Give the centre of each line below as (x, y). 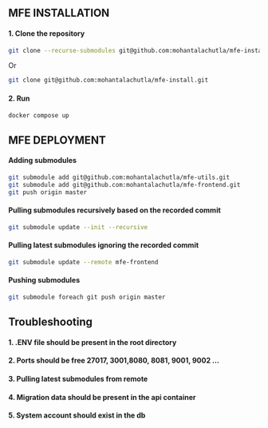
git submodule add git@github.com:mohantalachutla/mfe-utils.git (119, 178)
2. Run (19, 98)
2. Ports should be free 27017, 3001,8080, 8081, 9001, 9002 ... (114, 361)
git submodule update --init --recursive (78, 227)
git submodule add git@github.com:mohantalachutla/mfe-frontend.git (124, 184)
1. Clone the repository (47, 33)
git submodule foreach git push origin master (87, 297)
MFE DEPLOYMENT (57, 140)
